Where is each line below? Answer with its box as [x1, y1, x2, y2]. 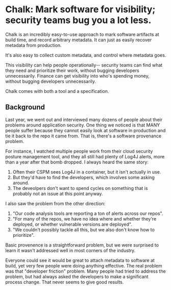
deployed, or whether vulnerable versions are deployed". [12, 221, 133, 227]
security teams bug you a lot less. [5, 14, 152, 26]
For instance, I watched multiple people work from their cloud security [5, 148, 153, 154]
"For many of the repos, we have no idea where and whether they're [12, 215, 157, 222]
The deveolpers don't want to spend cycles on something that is [12, 185, 148, 191]
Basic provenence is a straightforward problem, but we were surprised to [5, 241, 159, 248]
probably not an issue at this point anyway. [12, 190, 103, 197]
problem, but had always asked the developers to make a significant [5, 273, 149, 279]
